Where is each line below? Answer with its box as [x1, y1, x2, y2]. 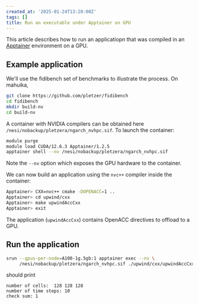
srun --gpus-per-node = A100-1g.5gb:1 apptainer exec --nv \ [6, 255, 155, 261]
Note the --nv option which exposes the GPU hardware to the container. [6, 159, 182, 167]
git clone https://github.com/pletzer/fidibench [6, 93, 129, 99]
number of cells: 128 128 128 [6, 283, 84, 289]
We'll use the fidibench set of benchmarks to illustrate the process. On [6, 75, 178, 82]
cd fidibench [6, 98, 38, 104]
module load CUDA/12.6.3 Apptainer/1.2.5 [6, 143, 110, 149]
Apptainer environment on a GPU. [6, 42, 88, 49]
